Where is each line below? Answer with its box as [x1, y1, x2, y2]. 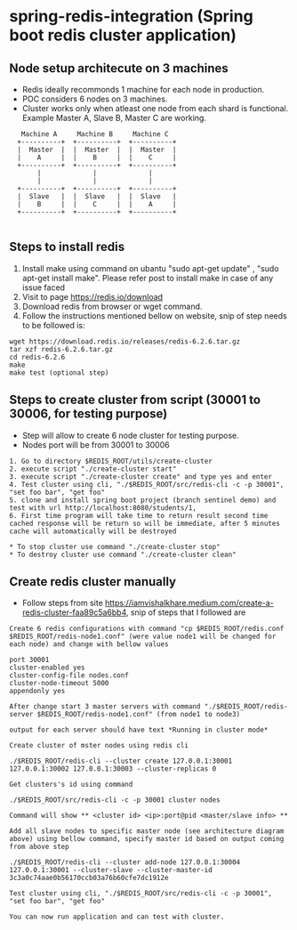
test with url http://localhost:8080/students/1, [9, 503, 197, 513]
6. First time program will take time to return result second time [9, 511, 269, 520]
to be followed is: [21, 319, 86, 330]
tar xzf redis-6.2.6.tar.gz [9, 344, 114, 353]
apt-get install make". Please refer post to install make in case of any [21, 272, 274, 283]
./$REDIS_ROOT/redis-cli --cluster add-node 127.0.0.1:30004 [9, 858, 241, 867]
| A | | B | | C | [17, 153, 177, 162]
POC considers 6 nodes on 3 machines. [21, 93, 168, 104]
